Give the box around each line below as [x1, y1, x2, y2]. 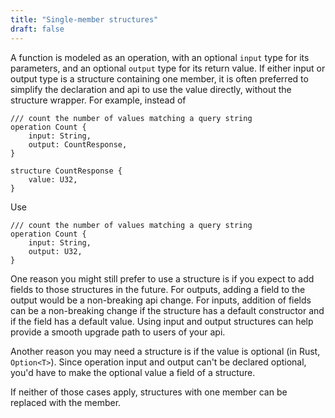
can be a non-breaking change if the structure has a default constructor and [10, 304, 325, 316]
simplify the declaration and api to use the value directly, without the [10, 83, 292, 95]
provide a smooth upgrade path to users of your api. [10, 326, 226, 338]
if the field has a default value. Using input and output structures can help [10, 315, 314, 327]
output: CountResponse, [28, 139, 128, 150]
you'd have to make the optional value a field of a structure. [10, 366, 256, 378]
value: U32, [28, 174, 78, 185]
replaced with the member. [10, 396, 122, 408]
